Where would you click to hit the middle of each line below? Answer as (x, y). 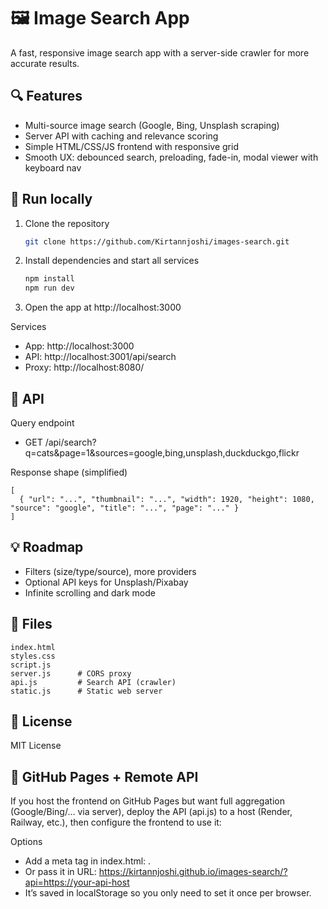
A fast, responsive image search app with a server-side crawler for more (160, 52)
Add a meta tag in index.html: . (88, 861)
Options (26, 842)
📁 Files (31, 624)
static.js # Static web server (86, 691)
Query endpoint (42, 423)
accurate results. (45, 63)
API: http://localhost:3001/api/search (100, 357)
